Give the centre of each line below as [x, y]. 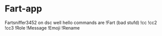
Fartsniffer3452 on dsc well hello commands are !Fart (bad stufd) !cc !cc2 [81, 22]
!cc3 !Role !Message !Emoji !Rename [42, 27]
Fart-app [23, 9]
